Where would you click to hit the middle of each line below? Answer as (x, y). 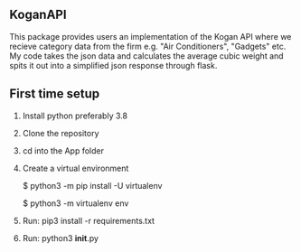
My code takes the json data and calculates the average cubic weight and (146, 56)
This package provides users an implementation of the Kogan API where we (150, 36)
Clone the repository (61, 133)
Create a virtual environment (75, 168)
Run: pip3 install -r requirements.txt (89, 220)
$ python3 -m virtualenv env (75, 203)
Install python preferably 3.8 (75, 116)
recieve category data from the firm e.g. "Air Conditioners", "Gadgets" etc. (148, 46)
